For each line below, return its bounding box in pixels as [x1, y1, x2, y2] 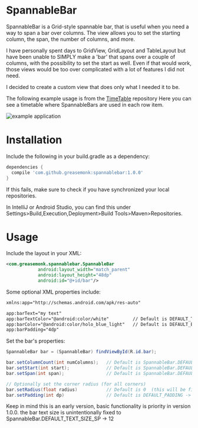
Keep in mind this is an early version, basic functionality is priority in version [6, 403, 191, 410]
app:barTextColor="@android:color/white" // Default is [6, 316, 167, 322]
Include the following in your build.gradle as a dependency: [6, 153, 150, 160]
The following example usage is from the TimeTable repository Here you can [6, 95, 192, 102]
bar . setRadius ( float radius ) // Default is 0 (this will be [6, 387, 186, 393]
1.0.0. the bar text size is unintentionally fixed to [6, 409, 122, 416]
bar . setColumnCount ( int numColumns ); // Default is [6, 360, 141, 366]
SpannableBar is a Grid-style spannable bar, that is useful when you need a [6, 23, 189, 30]
